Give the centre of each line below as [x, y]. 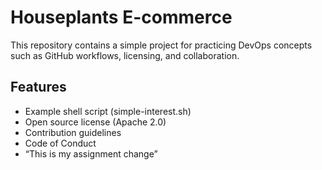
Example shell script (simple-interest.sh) [108, 111]
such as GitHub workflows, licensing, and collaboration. [125, 55]
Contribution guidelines [73, 132]
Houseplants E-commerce [121, 17]
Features [38, 87]
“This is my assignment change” [91, 153]
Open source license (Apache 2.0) [95, 122]
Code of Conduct [60, 143]
